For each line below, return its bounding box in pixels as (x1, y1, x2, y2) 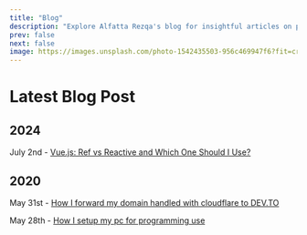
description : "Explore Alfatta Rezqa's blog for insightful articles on (9, 22, 292, 31)
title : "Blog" (9, 13, 64, 23)
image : (9, 47, 35, 56)
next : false (9, 38, 55, 48)
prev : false (9, 30, 55, 39)
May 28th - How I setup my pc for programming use (9, 215, 206, 226)
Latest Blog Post (9, 87, 135, 107)
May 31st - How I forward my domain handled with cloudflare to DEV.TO (9, 197, 280, 208)
